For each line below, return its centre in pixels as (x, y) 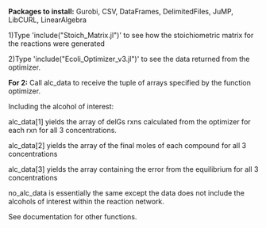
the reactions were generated (57, 44)
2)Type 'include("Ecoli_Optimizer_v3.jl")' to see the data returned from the (129, 59)
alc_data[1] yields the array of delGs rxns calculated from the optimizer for (130, 122)
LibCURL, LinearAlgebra (48, 20)
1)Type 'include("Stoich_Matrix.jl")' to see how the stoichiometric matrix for (131, 35)
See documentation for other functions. (73, 217)
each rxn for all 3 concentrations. (63, 130)
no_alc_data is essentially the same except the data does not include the (126, 193)
